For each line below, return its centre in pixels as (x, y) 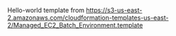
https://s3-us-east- (114, 10)
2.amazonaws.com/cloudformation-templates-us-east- (88, 18)
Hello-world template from (46, 10)
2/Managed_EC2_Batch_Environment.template (75, 25)
